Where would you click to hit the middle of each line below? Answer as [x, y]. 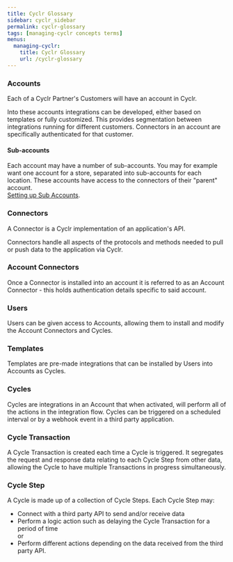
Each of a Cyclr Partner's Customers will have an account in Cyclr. [102, 99]
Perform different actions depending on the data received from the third [120, 543]
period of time [38, 529]
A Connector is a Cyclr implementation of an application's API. [96, 228]
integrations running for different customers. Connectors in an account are [114, 127]
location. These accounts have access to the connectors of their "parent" [112, 180]
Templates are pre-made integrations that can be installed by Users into [110, 364]
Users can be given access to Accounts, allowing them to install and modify [116, 323]
